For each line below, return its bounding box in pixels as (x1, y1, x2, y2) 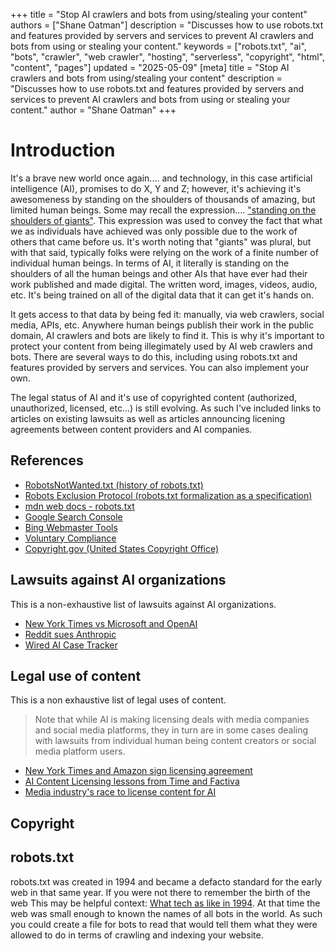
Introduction (10, 139, 116, 162)
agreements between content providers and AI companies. (10, 423, 253, 435)
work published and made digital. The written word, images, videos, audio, (10, 278, 318, 290)
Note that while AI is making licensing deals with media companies (34, 714, 310, 726)
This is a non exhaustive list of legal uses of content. (10, 694, 227, 706)
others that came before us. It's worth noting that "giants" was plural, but (10, 235, 312, 248)
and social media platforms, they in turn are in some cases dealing (34, 724, 309, 736)
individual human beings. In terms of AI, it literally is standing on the (10, 257, 290, 269)
